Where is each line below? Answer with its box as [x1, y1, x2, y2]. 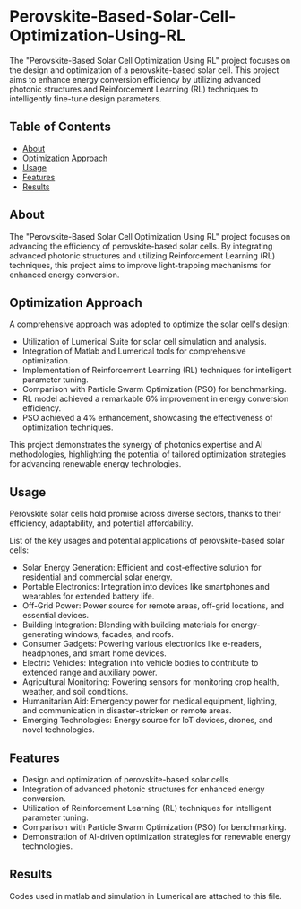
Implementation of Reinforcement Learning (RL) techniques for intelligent [21, 365, 292, 376]
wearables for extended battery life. [21, 590, 155, 602]
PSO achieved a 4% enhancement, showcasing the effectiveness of [21, 413, 273, 424]
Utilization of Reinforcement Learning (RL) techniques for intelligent [21, 803, 271, 813]
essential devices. [21, 610, 90, 621]
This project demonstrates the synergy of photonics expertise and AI [9, 440, 263, 450]
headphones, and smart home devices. [21, 648, 168, 659]
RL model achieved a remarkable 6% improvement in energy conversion [21, 393, 289, 405]
